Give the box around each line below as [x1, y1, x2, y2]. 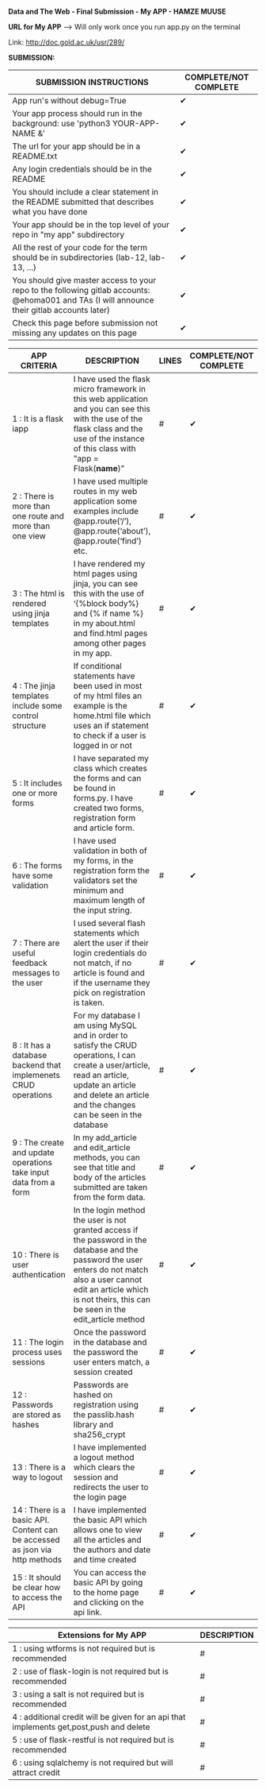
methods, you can [73, 1152, 140, 1163]
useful [12, 948, 36, 958]
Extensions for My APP [58, 1630, 147, 1640]
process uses [12, 1346, 63, 1357]
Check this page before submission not [12, 318, 158, 328]
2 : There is [12, 491, 55, 501]
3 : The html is [12, 588, 65, 599]
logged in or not [73, 740, 133, 751]
